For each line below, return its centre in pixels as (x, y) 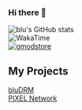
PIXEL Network (33, 98)
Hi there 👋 (28, 13)
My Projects (38, 71)
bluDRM (21, 90)
